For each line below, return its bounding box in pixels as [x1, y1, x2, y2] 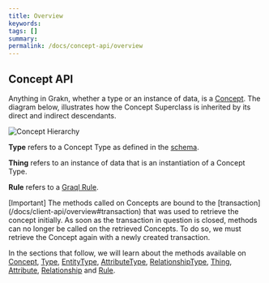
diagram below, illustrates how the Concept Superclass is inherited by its [8, 102, 251, 112]
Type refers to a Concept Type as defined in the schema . [8, 142, 200, 152]
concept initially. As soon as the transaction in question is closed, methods [8, 215, 258, 225]
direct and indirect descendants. [8, 110, 117, 120]
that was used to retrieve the [143, 206, 239, 216]
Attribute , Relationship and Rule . [8, 265, 116, 275]
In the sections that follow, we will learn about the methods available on [8, 248, 247, 258]
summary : [8, 34, 38, 43]
